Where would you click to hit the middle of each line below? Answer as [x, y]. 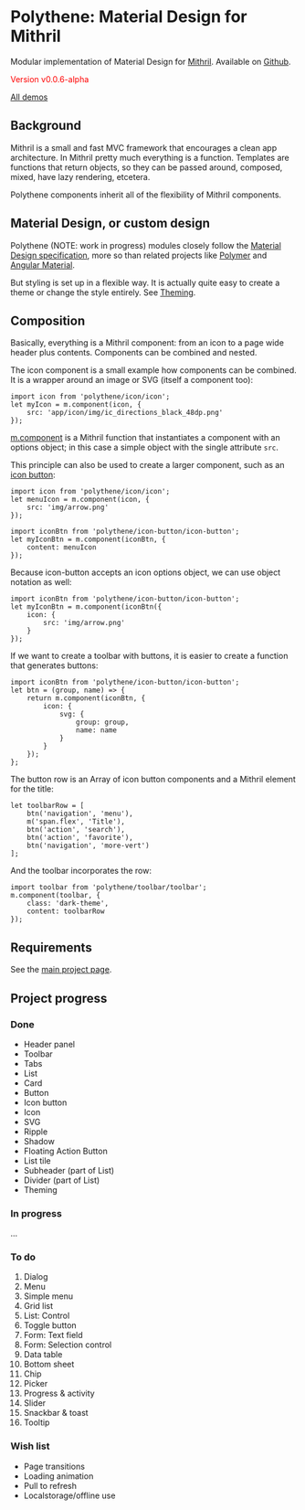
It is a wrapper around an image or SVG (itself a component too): [132, 380]
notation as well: [41, 582]
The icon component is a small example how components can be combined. [154, 370]
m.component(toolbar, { [56, 896]
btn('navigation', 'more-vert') [88, 846]
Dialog [36, 1277]
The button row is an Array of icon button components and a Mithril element [153, 780]
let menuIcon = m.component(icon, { [80, 500]
